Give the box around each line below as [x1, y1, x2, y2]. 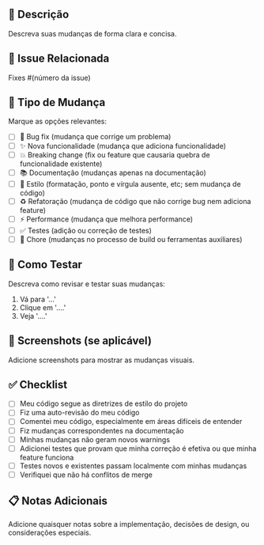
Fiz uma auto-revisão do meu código [19, 408, 140, 418]
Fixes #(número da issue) [8, 73, 91, 82]
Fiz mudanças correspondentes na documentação [19, 426, 184, 435]
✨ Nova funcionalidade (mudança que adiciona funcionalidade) [19, 141, 227, 150]
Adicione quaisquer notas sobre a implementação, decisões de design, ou [8, 519, 250, 528]
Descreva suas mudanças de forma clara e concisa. [8, 28, 177, 38]
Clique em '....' [19, 302, 66, 312]
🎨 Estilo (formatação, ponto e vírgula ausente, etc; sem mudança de [19, 179, 241, 188]
